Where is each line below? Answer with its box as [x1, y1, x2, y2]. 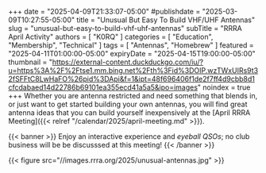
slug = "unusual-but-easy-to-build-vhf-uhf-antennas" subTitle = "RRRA [8, 24, 242, 33]
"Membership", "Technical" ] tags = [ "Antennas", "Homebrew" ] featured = [8, 40, 254, 50]
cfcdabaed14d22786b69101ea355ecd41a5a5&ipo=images [8, 83, 199, 92]
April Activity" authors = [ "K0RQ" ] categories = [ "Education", [8, 32, 214, 41]
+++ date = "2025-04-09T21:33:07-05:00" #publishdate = [8, 7, 201, 16]
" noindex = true [197, 83, 251, 92]
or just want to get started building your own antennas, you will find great [8, 99, 248, 109]
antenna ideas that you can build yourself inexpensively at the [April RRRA [8, 108, 251, 117]
